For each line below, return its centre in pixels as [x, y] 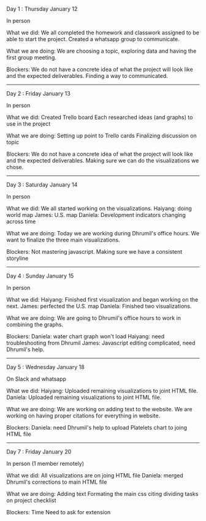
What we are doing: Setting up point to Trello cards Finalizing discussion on [102, 135]
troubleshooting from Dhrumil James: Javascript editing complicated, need [101, 343]
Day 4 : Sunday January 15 [40, 276]
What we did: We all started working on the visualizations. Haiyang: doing [99, 208]
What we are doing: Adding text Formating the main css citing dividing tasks [102, 494]
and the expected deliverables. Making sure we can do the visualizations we [103, 161]
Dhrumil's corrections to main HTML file [57, 482]
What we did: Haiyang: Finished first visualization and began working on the [102, 299]
